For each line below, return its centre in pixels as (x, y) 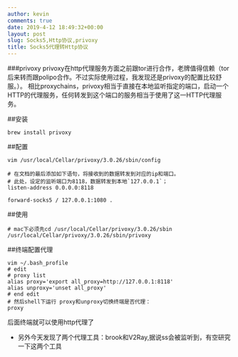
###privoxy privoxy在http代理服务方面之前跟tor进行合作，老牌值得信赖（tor (118, 68)
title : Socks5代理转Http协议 (48, 47)
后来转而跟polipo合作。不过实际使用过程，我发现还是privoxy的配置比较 (112, 77)
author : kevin (29, 14)
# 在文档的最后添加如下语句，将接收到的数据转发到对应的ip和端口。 (93, 174)
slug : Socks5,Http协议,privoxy (53, 41)
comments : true (30, 21)
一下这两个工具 (40, 346)
